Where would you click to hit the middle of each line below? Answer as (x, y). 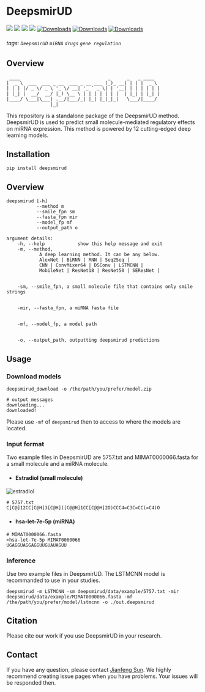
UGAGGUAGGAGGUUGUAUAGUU (37, 545)
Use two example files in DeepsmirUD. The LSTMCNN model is (86, 573)
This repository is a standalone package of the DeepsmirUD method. (93, 116)
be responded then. (31, 682)
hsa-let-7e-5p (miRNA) (45, 521)
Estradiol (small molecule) (49, 477)
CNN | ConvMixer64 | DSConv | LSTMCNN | (91, 265)
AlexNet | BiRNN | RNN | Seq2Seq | (84, 260)
